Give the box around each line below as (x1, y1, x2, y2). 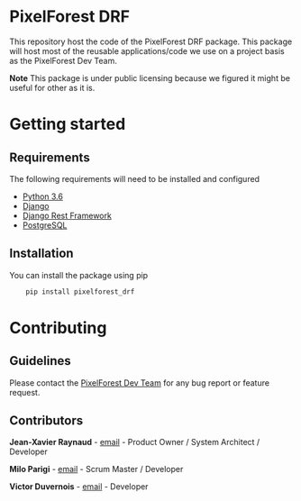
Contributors (9, 413, 84, 429)
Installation (9, 246, 74, 261)
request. (9, 387, 41, 397)
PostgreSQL (22, 219, 68, 231)
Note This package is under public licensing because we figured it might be (9, 72, 291, 83)
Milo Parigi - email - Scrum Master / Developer (9, 464, 184, 475)
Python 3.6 (22, 191, 63, 202)
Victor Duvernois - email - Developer (9, 481, 149, 492)
